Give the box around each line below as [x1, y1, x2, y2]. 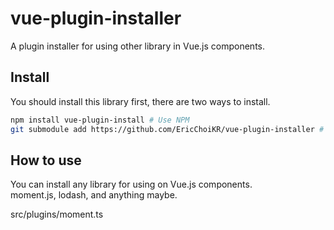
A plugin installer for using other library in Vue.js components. [10, 40, 266, 52]
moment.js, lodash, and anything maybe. [10, 189, 178, 201]
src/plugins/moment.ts [10, 208, 104, 221]
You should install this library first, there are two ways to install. [10, 95, 271, 107]
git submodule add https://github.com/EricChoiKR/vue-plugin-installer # [10, 124, 325, 134]
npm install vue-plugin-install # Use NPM [10, 115, 190, 125]
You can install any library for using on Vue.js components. [10, 178, 253, 191]
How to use [10, 152, 82, 169]
